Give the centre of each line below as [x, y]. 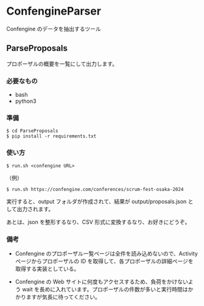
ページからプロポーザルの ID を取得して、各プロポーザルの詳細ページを [104, 261]
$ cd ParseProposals [33, 131]
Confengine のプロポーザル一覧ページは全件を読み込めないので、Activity [106, 253]
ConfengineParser [54, 11]
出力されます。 [35, 209]
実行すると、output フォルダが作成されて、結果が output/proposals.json [97, 201]
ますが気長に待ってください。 [63, 297]
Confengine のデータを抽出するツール [54, 29]
